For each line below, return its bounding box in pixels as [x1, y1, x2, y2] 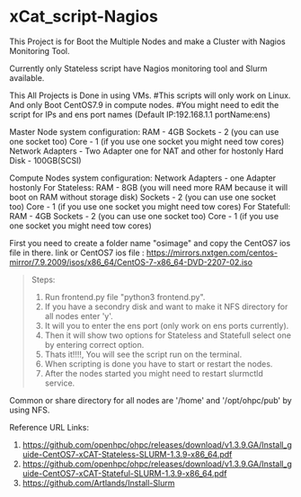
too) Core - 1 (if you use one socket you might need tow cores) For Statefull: [9, 200, 291, 212]
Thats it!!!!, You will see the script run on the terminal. [44, 349, 243, 359]
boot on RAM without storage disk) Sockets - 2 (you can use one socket [9, 191, 277, 202]
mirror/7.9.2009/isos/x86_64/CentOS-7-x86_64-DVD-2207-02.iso [9, 256, 253, 267]
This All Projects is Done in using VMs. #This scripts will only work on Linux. [9, 90, 291, 101]
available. [9, 72, 45, 83]
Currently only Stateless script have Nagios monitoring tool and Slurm [9, 63, 268, 74]
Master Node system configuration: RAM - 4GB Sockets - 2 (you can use [9, 126, 279, 137]
